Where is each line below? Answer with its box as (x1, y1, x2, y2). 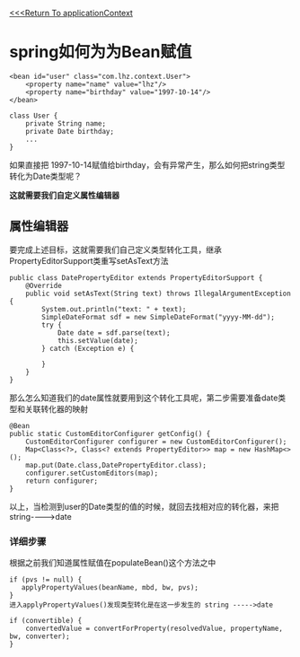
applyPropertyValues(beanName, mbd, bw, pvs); (21, 583, 199, 592)
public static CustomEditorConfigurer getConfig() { (9, 429, 211, 438)
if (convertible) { (9, 617, 83, 626)
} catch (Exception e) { (41, 344, 135, 353)
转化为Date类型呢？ (9, 171, 83, 181)
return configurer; (25, 476, 99, 486)
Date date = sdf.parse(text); (57, 328, 171, 337)
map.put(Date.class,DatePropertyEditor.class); (25, 460, 207, 469)
